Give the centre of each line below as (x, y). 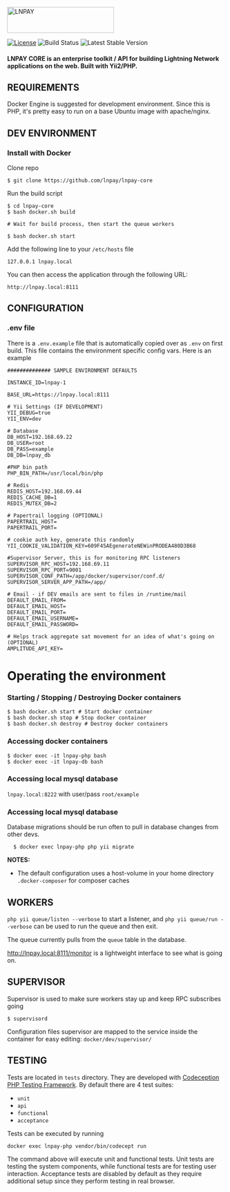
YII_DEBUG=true (29, 413)
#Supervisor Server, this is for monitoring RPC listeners (94, 558)
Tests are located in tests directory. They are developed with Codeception (113, 1077)
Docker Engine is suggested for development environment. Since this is (109, 104)
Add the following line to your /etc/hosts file (70, 249)
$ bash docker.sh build (41, 212)
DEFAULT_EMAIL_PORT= (37, 612)
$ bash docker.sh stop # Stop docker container (77, 718)
